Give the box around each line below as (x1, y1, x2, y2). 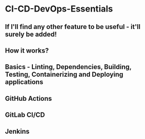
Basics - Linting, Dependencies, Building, (5, 63, 132, 71)
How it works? (5, 46, 49, 55)
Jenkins (5, 127, 30, 136)
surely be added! (5, 30, 57, 38)
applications (5, 78, 43, 86)
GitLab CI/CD (5, 111, 45, 119)
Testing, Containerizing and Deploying (5, 70, 124, 79)
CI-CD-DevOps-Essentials (5, 3, 113, 14)
